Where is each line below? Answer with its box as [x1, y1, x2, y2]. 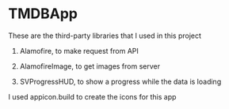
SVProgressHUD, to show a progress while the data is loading [19, 77, 222, 86]
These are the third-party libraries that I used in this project [8, 31, 202, 40]
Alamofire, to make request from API [19, 46, 139, 55]
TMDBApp [8, 5, 78, 23]
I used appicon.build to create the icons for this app [8, 92, 177, 101]
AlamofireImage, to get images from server [19, 61, 161, 71]
